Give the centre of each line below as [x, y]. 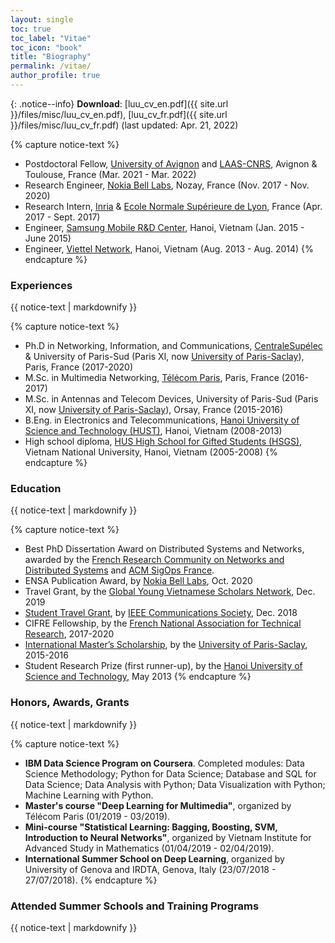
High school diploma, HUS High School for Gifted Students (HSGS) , [163, 442]
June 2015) [48, 238]
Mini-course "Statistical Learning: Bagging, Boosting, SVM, [151, 827]
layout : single [42, 19]
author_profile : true [55, 76]
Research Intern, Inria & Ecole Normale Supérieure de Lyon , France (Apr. [173, 206]
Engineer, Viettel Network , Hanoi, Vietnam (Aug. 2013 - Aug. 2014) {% [169, 248]
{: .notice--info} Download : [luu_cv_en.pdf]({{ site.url [119, 103]
